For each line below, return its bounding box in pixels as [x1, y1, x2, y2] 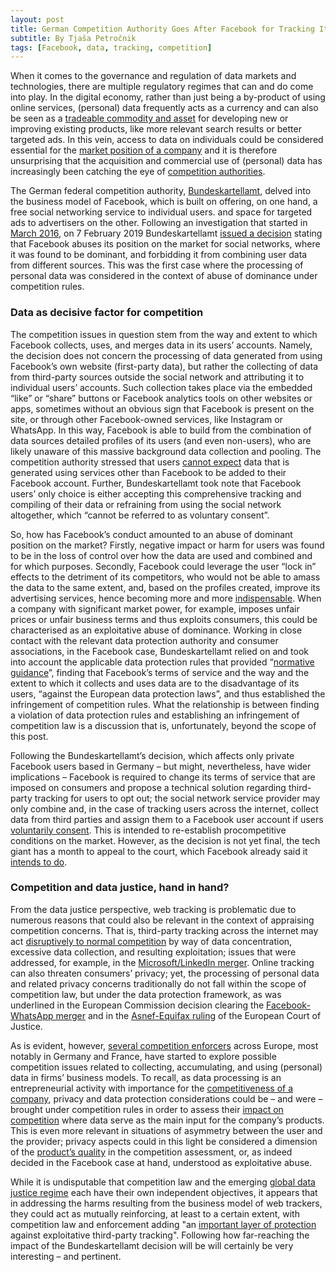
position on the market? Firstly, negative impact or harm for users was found [10, 539, 325, 551]
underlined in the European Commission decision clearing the [10, 999, 265, 1011]
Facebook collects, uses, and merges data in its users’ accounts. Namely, [10, 339, 313, 351]
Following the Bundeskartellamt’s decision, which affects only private [10, 749, 295, 761]
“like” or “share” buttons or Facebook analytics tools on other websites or [10, 392, 313, 404]
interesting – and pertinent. [10, 1250, 122, 1262]
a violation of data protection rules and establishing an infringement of [10, 709, 300, 721]
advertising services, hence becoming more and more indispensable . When [10, 592, 322, 604]
